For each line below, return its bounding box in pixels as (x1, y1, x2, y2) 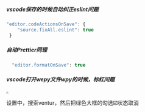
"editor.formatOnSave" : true (12, 62, 86, 68)
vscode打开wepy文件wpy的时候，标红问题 (6, 76, 115, 83)
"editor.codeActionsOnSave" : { (6, 21, 86, 27)
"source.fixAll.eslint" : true (17, 27, 94, 33)
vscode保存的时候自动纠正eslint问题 (6, 5, 99, 13)
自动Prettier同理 (6, 46, 48, 54)
